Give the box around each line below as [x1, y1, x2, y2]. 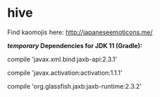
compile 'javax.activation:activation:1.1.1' [7, 68, 123, 77]
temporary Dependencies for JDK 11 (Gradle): [7, 41, 142, 50]
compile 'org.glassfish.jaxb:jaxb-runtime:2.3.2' [7, 82, 142, 90]
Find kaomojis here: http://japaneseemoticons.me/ [7, 28, 153, 36]
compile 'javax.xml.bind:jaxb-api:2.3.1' [7, 54, 117, 64]
